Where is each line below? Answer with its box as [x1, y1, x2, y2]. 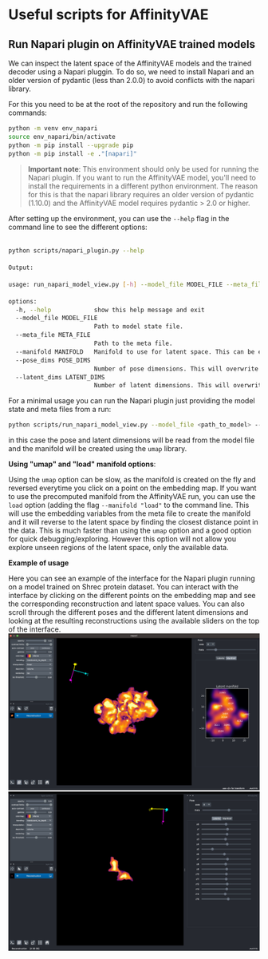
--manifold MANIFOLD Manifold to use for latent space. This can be [15, 347, 255, 356]
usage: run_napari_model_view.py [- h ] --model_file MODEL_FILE [8, 280, 223, 288]
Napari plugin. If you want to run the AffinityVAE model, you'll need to [27, 172, 257, 182]
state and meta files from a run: [8, 405, 112, 414]
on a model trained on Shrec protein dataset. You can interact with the [8, 582, 239, 592]
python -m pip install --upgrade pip [8, 141, 134, 149]
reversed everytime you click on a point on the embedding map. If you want [8, 483, 257, 493]
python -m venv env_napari [8, 125, 98, 133]
